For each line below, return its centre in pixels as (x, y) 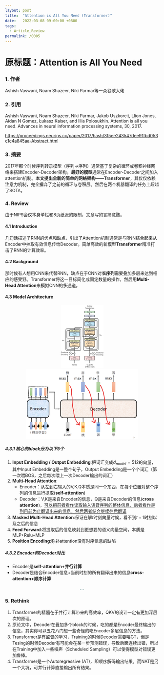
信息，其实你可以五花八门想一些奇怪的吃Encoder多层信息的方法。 (78, 630)
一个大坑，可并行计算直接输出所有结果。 (53, 667)
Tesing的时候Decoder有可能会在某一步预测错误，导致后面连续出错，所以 (85, 643)
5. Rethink (17, 601)
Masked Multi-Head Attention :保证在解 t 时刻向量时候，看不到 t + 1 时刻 (82, 517)
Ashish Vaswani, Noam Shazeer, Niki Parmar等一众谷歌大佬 (65, 91)
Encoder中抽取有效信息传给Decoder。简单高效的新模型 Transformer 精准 (78, 244)
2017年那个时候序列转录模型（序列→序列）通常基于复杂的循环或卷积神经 (78, 166)
